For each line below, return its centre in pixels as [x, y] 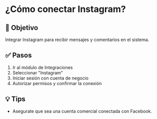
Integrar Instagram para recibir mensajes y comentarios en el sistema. [77, 39]
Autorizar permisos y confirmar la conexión [57, 83]
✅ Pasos [18, 55]
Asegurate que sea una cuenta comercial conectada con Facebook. [82, 111]
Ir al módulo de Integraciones [42, 67]
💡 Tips [15, 99]
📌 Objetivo [22, 28]
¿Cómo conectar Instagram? [65, 9]
